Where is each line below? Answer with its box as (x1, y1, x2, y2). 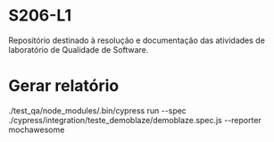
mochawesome (8, 124, 65, 135)
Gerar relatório (8, 76, 120, 96)
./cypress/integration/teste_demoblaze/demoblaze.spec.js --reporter (8, 114, 262, 125)
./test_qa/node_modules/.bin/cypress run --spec (8, 104, 187, 116)
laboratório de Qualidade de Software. (8, 44, 149, 54)
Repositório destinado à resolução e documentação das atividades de (8, 35, 265, 46)
